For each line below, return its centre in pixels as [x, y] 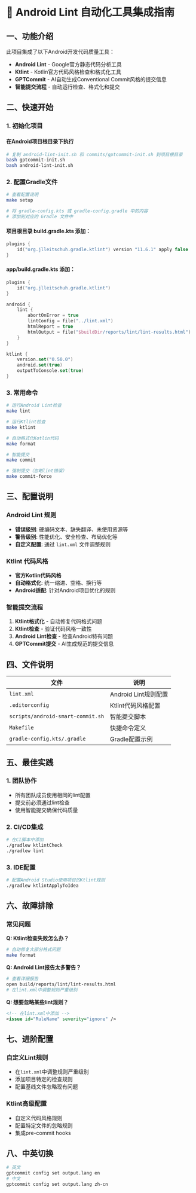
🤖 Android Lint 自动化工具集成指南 [91, 12]
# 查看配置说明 [22, 195]
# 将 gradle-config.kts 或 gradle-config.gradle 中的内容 [77, 211]
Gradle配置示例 [131, 739]
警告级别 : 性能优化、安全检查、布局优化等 [66, 536]
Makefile [22, 728]
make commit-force [29, 477]
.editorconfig [29, 705]
